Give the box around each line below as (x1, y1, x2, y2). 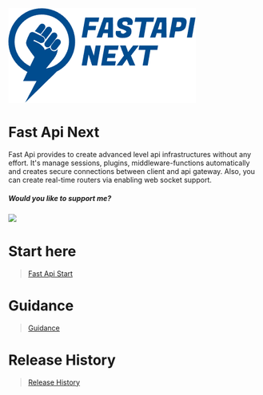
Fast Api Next (8, 124, 100, 141)
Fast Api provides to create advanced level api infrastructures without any (8, 149, 252, 159)
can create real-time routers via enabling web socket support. (8, 175, 212, 184)
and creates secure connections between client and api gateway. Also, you (8, 166, 256, 176)
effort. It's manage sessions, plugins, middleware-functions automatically (8, 158, 250, 168)
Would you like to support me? (8, 193, 112, 203)
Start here (8, 243, 77, 261)
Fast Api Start (27, 268, 74, 278)
